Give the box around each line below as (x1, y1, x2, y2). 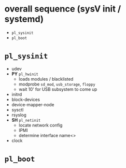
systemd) (4, 14, 44, 25)
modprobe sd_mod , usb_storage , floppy (18, 81, 96, 87)
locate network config (18, 122, 63, 128)
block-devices (11, 97, 40, 102)
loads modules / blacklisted (18, 76, 73, 82)
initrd (11, 91, 22, 97)
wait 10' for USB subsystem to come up (18, 86, 98, 92)
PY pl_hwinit (11, 71, 39, 77)
